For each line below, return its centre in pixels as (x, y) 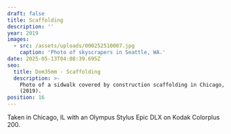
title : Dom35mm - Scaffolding (57, 72)
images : (18, 40)
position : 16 (26, 98)
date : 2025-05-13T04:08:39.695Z (54, 59)
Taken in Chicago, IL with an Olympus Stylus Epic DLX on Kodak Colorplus (113, 117)
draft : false (26, 14)
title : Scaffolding (35, 20)
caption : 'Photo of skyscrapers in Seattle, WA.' (93, 53)
